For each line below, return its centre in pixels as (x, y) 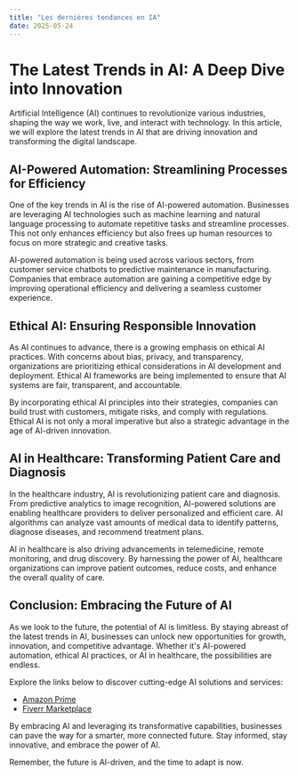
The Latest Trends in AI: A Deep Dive (147, 70)
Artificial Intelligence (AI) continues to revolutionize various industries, (137, 113)
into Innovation (66, 89)
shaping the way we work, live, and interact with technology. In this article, (146, 123)
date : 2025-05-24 (41, 26)
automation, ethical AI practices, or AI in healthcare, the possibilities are (141, 655)
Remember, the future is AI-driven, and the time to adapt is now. (126, 762)
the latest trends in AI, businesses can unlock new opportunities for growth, (148, 636)
